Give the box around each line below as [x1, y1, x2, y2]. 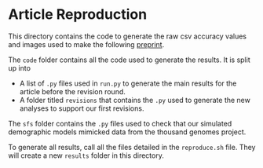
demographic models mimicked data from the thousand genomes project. [8, 127, 247, 137]
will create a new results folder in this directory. [8, 151, 165, 160]
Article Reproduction [8, 5, 148, 24]
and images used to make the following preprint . [8, 39, 165, 49]
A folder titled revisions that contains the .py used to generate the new [19, 95, 251, 104]
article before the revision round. [19, 86, 126, 96]
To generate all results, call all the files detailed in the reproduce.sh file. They [8, 142, 256, 152]
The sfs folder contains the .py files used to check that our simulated [8, 119, 232, 128]
